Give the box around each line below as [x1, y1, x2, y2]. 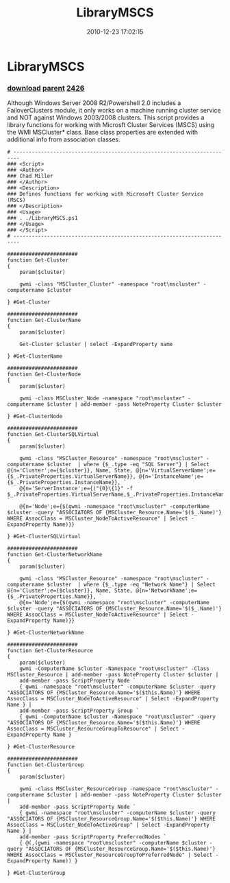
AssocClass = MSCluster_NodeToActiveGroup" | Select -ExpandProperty [7, 822, 210, 829]
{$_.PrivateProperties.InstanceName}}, [7, 479, 121, 486]
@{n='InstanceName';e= [138, 473, 204, 480]
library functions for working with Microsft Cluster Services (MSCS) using [7, 121, 214, 129]
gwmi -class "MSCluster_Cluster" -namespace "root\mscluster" [19, 281, 201, 288]
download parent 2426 [7, 83, 85, 93]
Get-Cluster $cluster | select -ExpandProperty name [19, 341, 173, 348]
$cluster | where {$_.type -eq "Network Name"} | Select [47, 582, 216, 588]
